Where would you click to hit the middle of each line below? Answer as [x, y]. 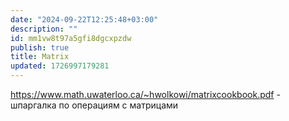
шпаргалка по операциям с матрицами [94, 105]
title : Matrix [40, 57]
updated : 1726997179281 [60, 66]
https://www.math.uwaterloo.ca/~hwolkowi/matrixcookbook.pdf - [145, 94]
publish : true [40, 47]
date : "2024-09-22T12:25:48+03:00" [84, 19]
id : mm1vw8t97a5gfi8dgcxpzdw [71, 38]
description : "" [44, 29]
